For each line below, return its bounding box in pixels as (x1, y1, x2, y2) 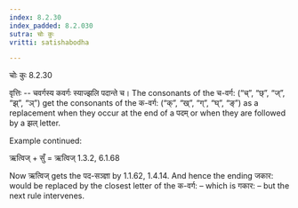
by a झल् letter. (9, 117, 60, 129)
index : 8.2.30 (9, 12, 62, 22)
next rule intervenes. (9, 190, 85, 201)
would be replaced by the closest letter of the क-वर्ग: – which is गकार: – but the (9, 180, 290, 191)
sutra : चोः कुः (9, 29, 55, 38)
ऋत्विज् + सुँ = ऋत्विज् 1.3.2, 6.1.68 (9, 153, 120, 164)
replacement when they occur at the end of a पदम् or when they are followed (9, 108, 286, 118)
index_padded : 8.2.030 (9, 21, 93, 30)
